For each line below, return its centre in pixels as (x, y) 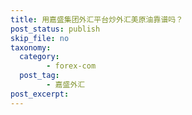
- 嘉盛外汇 (66, 85)
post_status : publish (55, 29)
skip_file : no (40, 38)
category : (39, 57)
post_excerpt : (40, 94)
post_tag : (39, 76)
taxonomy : (31, 47)
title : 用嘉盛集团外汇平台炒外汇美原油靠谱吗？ (97, 19)
